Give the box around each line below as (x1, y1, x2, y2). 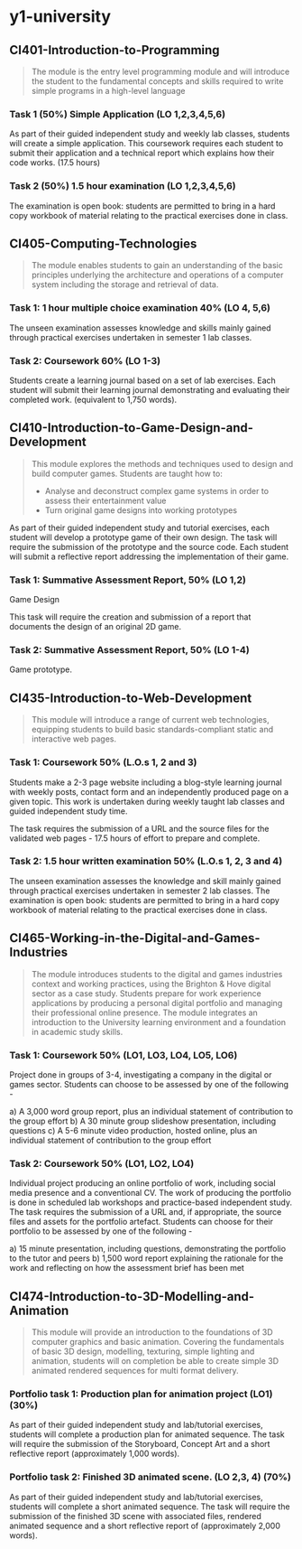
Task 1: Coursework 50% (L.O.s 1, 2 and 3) (9, 756, 197, 769)
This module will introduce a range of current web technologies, (31, 714, 270, 725)
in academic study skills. (31, 1026, 124, 1037)
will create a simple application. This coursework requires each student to (9, 138, 284, 149)
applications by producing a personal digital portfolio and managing (31, 997, 283, 1008)
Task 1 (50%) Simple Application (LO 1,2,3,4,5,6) (9, 107, 226, 120)
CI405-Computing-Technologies (9, 236, 197, 251)
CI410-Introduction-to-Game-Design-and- (9, 420, 254, 435)
